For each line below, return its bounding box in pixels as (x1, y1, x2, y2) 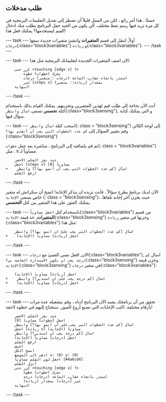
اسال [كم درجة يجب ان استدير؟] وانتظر (14, 331, 94, 336)
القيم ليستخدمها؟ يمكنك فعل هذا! (5, 27, 66, 34)
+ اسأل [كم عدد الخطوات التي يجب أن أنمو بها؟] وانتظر (5, 166, 127, 171)
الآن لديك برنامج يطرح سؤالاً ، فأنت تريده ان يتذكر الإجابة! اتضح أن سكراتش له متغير (5, 189, 159, 195)
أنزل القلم (14, 361, 37, 366)
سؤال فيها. (5, 113, 25, 119)
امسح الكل (14, 348, 35, 353)
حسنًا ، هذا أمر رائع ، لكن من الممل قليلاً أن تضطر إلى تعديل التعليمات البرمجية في (5, 17, 155, 23)
